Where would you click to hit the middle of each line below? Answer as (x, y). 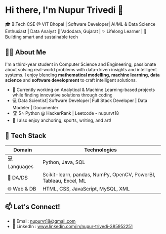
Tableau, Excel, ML (64, 181)
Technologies (100, 149)
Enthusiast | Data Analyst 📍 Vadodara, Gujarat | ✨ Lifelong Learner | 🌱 (76, 31)
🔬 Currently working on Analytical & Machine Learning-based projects (83, 90)
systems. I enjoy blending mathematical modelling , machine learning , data (83, 75)
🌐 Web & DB (22, 188)
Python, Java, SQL (64, 162)
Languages (21, 166)
